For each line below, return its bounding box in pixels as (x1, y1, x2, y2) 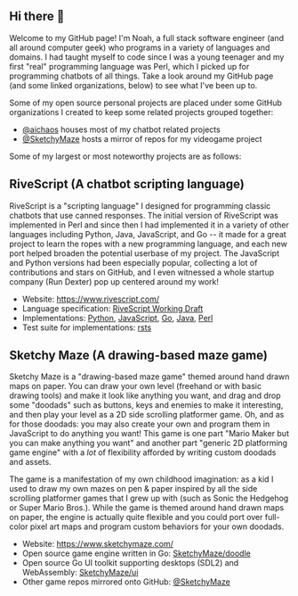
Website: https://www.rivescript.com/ (21, 294, 160, 304)
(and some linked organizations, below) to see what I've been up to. (9, 79, 258, 90)
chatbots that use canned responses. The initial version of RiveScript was (9, 210, 278, 220)
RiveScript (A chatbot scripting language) (9, 177, 245, 192)
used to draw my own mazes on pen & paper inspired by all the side (9, 484, 258, 494)
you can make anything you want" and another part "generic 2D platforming (9, 438, 287, 449)
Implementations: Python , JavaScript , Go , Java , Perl (21, 312, 213, 323)
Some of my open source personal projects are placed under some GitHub (9, 97, 283, 108)
